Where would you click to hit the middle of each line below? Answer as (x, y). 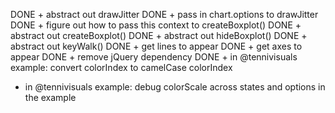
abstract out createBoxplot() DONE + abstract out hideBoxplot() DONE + (159, 35)
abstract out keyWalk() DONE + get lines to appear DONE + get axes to (156, 46)
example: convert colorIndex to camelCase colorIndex (121, 67)
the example (50, 97)
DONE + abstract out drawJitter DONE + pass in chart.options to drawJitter (164, 14)
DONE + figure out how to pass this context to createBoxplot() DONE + (156, 25)
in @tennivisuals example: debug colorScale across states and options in (175, 87)
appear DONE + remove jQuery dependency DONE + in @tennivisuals (154, 57)
